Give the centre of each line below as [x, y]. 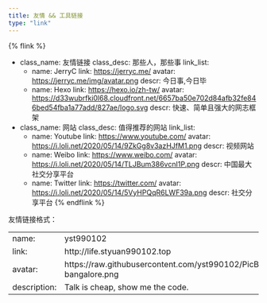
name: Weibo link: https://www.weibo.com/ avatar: [114, 154]
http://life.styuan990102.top [118, 251]
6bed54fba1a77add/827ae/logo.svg [90, 107]
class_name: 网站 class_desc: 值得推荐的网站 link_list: [107, 127]
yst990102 [86, 238]
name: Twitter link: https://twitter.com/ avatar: [106, 183]
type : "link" [30, 23]
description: [35, 287]
